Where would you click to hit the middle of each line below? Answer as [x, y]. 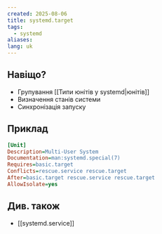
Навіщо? [27, 75]
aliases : [20, 40]
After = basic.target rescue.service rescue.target [81, 178]
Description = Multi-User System [53, 152]
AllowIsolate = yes [33, 184]
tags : [15, 27]
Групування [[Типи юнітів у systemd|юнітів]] [83, 91]
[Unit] [17, 145]
